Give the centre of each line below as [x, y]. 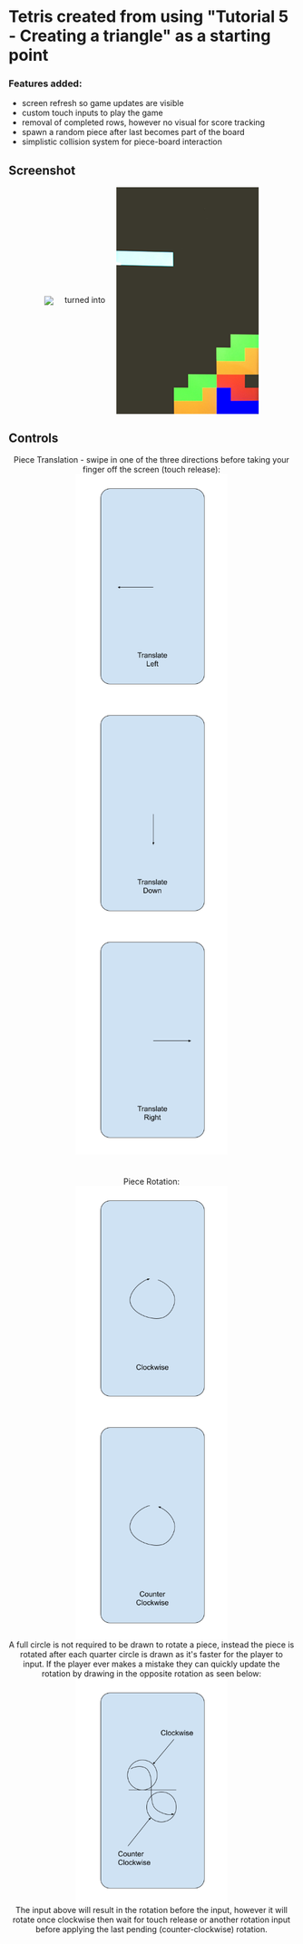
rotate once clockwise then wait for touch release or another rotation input [151, 1920]
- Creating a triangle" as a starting [140, 36]
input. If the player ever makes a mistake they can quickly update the [151, 1664]
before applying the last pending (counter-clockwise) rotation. [151, 1929]
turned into [85, 300]
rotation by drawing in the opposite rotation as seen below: [151, 1674]
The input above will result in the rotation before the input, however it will [151, 1910]
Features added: [45, 83]
